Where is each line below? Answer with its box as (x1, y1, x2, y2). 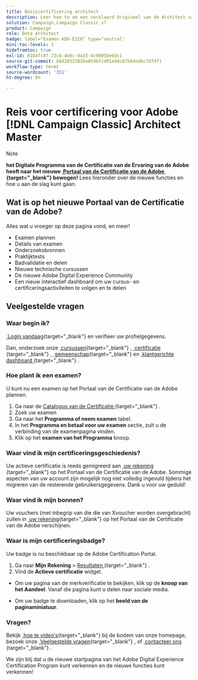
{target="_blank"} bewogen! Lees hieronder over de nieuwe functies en (6, 174, 184, 181)
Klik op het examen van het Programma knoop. (14, 434, 131, 441)
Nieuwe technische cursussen (14, 265, 88, 272)
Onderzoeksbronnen (14, 246, 65, 253)
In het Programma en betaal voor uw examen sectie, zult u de (14, 421, 167, 428)
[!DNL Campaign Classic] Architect (6, 118, 181, 131)
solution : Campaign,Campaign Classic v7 (6, 20, 107, 25)
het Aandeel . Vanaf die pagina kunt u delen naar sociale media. (14, 585, 170, 592)
